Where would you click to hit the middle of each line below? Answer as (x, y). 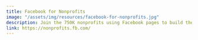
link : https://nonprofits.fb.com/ (49, 28)
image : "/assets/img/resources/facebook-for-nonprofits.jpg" (83, 17)
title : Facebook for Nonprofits (46, 11)
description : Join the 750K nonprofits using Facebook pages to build (95, 22)
